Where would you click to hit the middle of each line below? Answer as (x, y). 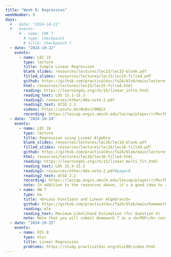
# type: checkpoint (44, 39)
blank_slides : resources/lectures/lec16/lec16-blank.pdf (85, 142)
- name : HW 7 (33, 190)
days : (11, 19)
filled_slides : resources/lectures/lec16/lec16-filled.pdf (88, 147)
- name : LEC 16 (35, 128)
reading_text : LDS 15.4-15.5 (54, 166)
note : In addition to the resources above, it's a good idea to (93, 185)
